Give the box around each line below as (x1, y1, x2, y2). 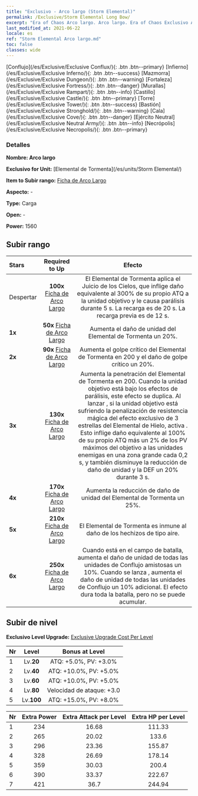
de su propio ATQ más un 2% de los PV (78, 436, 187, 444)
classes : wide (6, 47, 41, 53)
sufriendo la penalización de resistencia (77, 407, 188, 415)
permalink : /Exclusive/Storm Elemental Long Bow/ (6, 14, 131, 20)
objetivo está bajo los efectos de (88, 384, 178, 392)
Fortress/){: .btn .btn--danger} (66, 82, 140, 89)
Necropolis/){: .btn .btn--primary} (66, 126, 148, 133)
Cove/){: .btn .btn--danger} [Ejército (66, 113, 154, 120)
